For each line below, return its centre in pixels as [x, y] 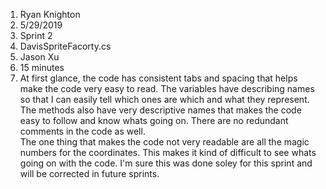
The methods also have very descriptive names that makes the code [160, 110]
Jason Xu [39, 57]
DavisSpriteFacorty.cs [65, 46]
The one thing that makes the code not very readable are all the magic [164, 142]
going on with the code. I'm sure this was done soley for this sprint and [166, 163]
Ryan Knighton [50, 14]
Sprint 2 [36, 35]
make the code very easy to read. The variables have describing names [167, 88]
